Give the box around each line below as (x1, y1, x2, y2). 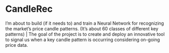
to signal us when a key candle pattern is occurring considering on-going (5, 37, 160, 43)
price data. (5, 42, 28, 48)
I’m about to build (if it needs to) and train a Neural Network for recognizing (5, 20, 164, 26)
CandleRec (5, 3, 53, 15)
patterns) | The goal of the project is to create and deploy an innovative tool (5, 31, 165, 37)
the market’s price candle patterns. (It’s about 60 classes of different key (5, 25, 159, 31)
